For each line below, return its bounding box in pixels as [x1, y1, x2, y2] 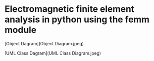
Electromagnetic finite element [4, 3, 135, 15]
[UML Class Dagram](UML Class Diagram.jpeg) [4, 50, 101, 56]
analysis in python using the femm [4, 14, 150, 25]
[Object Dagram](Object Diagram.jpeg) [4, 40, 84, 46]
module [4, 25, 37, 35]
